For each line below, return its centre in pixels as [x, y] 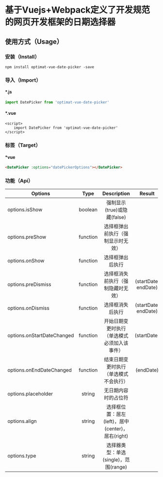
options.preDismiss [29, 284]
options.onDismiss [28, 308]
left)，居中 [117, 422]
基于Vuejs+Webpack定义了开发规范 [78, 10]
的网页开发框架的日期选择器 [60, 22]
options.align [22, 421]
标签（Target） [23, 145]
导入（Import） [23, 80]
